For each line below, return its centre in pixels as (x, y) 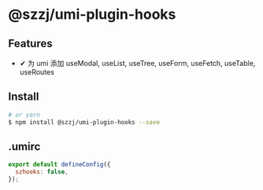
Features (30, 44)
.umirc (24, 146)
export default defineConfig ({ (59, 165)
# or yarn (24, 115)
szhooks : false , (42, 172)
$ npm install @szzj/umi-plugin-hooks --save (84, 122)
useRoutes (37, 72)
